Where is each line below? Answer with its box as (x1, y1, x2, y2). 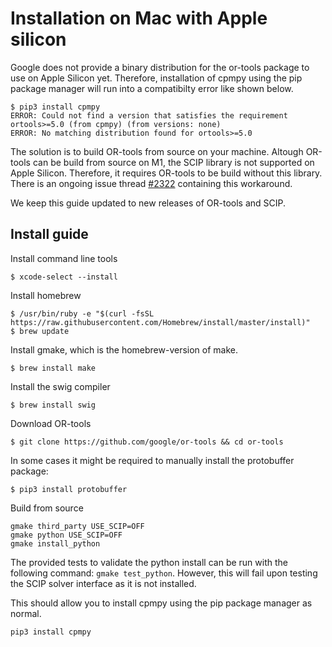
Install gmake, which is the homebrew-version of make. (10, 343, 239, 356)
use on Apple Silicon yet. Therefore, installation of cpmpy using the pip (10, 72, 303, 84)
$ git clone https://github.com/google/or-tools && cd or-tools (10, 437, 284, 447)
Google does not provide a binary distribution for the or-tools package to (10, 61, 310, 73)
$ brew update (10, 326, 70, 336)
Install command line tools (10, 252, 118, 264)
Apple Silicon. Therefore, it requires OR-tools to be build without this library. (10, 167, 323, 179)
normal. (10, 607, 42, 619)
